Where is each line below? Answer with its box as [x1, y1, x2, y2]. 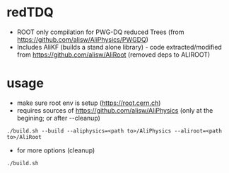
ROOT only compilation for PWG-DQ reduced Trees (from [16, 28, 184, 36]
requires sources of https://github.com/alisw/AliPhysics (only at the [16, 106, 213, 114]
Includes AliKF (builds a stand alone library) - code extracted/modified [16, 43, 222, 51]
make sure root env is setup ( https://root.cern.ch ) [16, 99, 161, 107]
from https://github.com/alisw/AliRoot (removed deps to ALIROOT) [16, 50, 211, 59]
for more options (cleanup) [16, 146, 95, 155]
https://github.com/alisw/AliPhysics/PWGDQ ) [16, 35, 149, 43]
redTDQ [6, 4, 54, 21]
